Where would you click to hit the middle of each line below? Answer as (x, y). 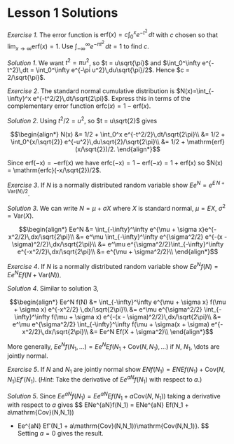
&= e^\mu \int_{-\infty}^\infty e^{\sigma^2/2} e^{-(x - (152, 237)
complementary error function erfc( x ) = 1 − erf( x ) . (79, 106)
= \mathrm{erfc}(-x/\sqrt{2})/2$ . (54, 170)
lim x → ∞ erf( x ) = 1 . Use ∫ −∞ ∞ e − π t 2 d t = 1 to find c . (78, 46)
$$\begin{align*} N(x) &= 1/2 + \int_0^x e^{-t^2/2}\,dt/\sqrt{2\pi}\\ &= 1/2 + (118, 134)
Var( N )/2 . (19, 193)
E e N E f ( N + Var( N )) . (34, 275)
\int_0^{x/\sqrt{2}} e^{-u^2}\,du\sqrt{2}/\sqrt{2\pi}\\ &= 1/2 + (98, 141)
